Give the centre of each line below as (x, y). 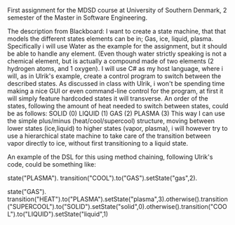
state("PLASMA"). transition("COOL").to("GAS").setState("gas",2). (102, 178)
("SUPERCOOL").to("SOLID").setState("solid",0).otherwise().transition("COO (117, 206)
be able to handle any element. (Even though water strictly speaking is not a (117, 53)
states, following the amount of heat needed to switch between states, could (118, 106)
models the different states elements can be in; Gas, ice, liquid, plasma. (110, 39)
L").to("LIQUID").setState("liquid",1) (58, 214)
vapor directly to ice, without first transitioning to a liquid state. (98, 143)
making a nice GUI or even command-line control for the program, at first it (115, 91)
